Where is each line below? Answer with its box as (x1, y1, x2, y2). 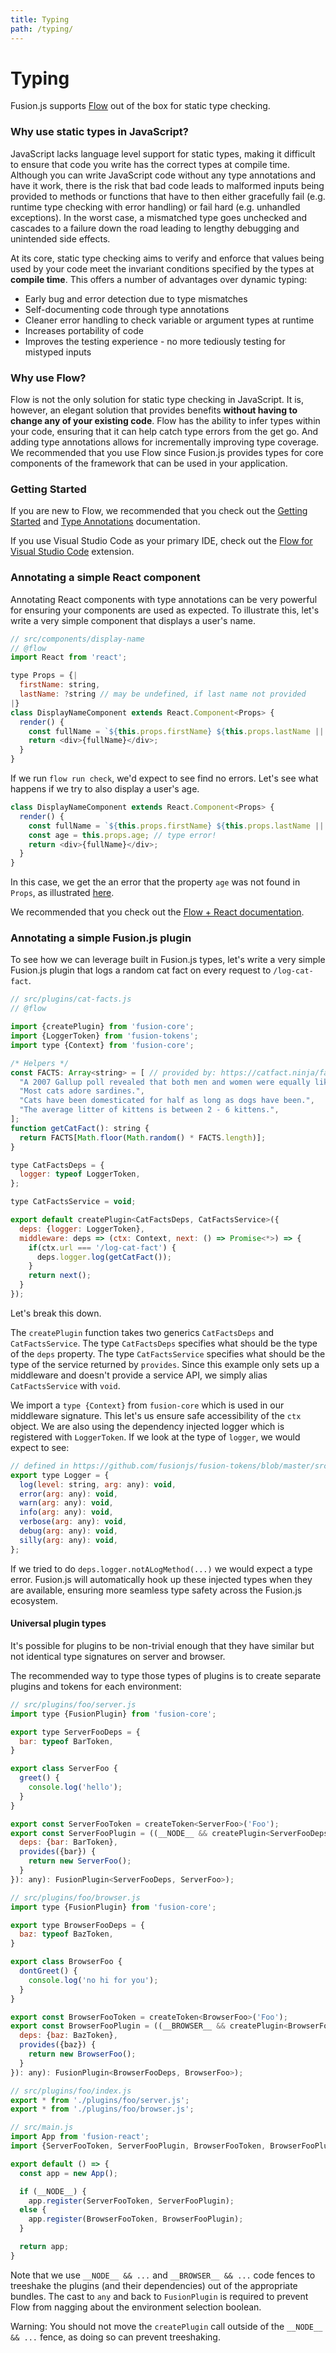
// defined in (10, 1461, 70, 1471)
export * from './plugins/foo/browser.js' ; (10, 2104, 195, 2115)
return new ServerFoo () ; (28, 1856, 132, 1866)
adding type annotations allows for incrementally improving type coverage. (10, 436, 320, 448)
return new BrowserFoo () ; (28, 2049, 137, 2059)
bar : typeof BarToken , (19, 1736, 114, 1746)
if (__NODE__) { (19, 2186, 87, 2196)
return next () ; (28, 1271, 92, 1281)
